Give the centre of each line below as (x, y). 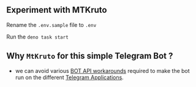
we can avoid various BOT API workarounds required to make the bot (102, 70)
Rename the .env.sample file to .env (51, 25)
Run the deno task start (37, 37)
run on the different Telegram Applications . (69, 77)
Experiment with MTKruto (57, 10)
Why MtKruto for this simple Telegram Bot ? (90, 56)
